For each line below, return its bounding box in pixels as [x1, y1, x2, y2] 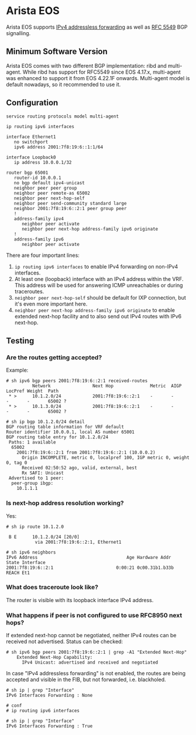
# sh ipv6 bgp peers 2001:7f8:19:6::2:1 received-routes [6, 378, 148, 384]
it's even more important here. [14, 300, 88, 307]
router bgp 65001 [6, 170, 49, 176]
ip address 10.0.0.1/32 [13, 159, 72, 165]
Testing [6, 335, 35, 346]
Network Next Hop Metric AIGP [32, 383, 182, 389]
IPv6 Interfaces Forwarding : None [6, 692, 93, 699]
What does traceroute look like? [6, 583, 98, 592]
